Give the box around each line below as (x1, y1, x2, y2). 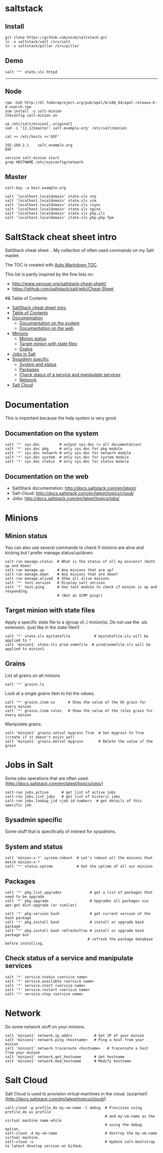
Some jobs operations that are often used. (5, 775, 89, 781)
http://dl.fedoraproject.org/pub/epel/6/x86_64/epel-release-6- (24, 100, 158, 105)
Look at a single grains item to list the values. (5, 690, 95, 696)
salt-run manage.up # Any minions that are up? (5, 567, 114, 573)
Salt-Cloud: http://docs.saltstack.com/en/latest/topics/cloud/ (12, 490, 134, 496)
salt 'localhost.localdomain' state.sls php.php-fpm (5, 215, 114, 220)
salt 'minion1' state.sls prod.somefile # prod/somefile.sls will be (5, 642, 151, 647)
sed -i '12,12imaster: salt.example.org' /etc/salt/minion (5, 126, 127, 131)
